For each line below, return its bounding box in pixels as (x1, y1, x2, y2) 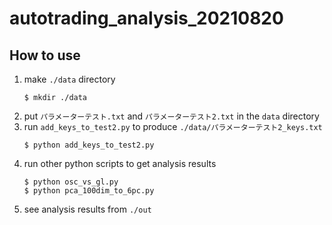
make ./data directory (23, 73, 116, 85)
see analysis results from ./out (23, 203, 152, 215)
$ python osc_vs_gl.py (23, 177, 119, 187)
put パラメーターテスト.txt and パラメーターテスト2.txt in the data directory (23, 110, 320, 122)
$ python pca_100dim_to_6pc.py (23, 186, 155, 196)
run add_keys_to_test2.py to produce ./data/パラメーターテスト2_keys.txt (23, 121, 323, 132)
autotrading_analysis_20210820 (9, 7, 284, 30)
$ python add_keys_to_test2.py (23, 140, 155, 150)
